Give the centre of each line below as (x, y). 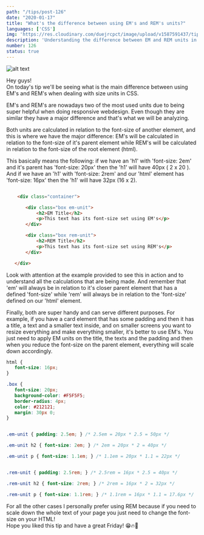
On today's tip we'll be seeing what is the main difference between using (97, 87)
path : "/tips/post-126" (36, 12)
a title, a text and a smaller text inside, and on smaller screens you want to (99, 325)
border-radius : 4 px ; (40, 401)
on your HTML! (37, 519)
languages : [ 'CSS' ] (31, 29)
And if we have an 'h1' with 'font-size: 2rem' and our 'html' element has (95, 173)
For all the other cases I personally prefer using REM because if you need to (101, 506)
